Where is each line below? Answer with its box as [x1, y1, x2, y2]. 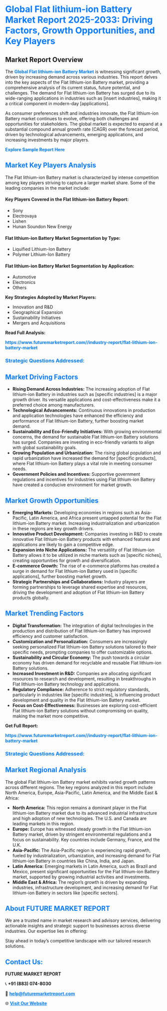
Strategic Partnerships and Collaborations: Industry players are [12, 578, 146, 584]
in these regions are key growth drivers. [12, 525, 94, 531]
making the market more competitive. [12, 713, 90, 719]
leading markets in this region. [12, 820, 75, 827]
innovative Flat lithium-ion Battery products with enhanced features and [12, 536, 160, 542]
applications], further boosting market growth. [12, 573, 108, 579]
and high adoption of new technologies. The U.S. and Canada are [12, 815, 147, 821]
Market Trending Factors [5, 609, 84, 618]
